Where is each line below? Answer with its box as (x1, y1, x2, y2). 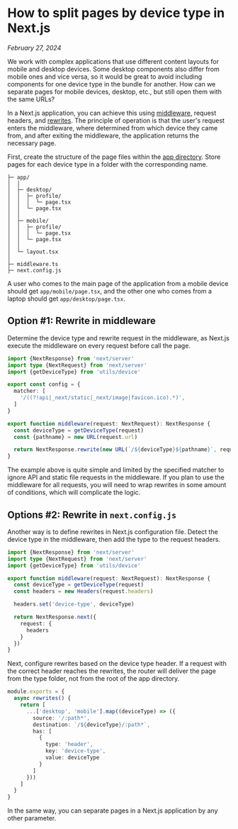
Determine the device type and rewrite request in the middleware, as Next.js (7, 333, 230, 342)
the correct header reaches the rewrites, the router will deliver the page (7, 667, 216, 675)
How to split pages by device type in (7, 5, 225, 21)
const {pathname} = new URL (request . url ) (13, 433, 138, 440)
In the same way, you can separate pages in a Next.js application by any (7, 806, 218, 815)
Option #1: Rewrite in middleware (7, 315, 156, 327)
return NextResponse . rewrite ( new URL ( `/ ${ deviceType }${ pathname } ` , (13, 446, 217, 453)
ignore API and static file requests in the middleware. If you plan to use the (7, 473, 225, 482)
